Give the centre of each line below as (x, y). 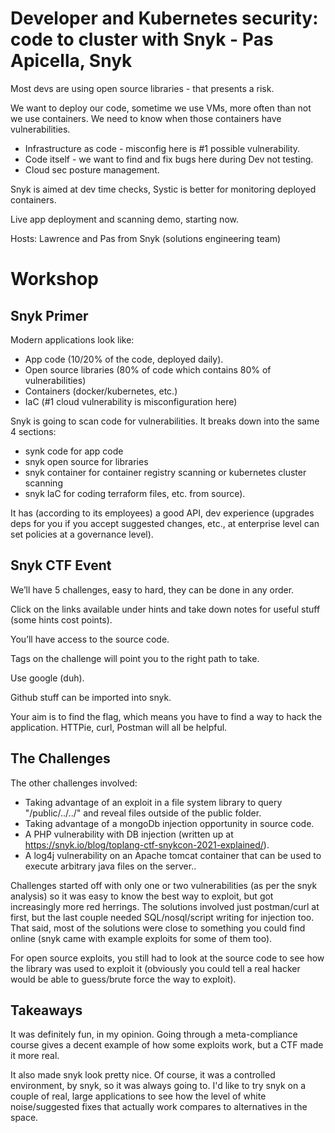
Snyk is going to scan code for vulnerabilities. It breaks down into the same (165, 421)
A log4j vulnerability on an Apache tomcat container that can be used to (173, 855)
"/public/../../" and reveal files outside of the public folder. (143, 813)
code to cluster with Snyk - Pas (142, 39)
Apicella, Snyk (71, 61)
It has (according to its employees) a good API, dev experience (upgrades (162, 513)
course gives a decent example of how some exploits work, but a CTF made (167, 1045)
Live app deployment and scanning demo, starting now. (124, 219)
